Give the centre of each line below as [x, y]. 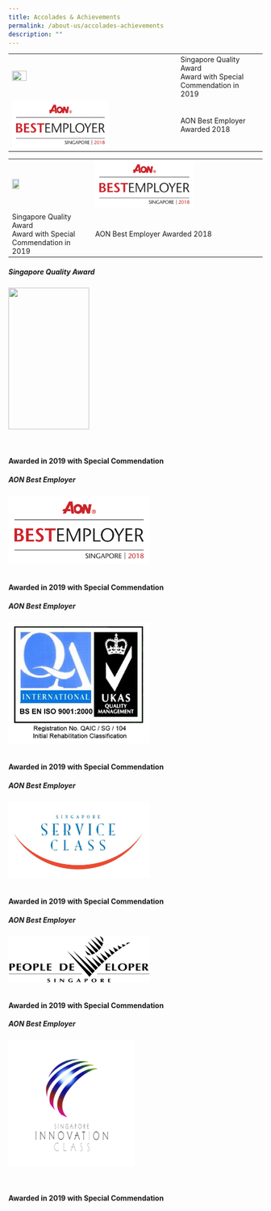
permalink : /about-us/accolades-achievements [86, 25]
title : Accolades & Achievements [65, 17]
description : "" [35, 34]
